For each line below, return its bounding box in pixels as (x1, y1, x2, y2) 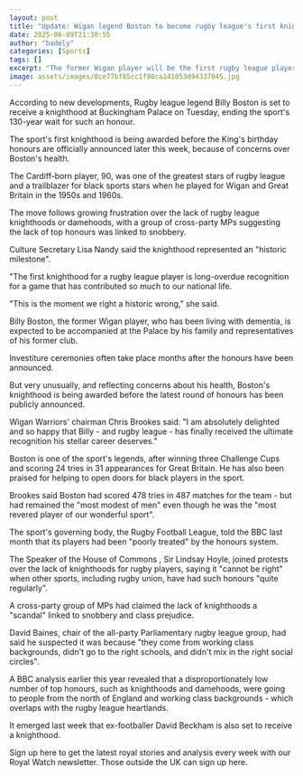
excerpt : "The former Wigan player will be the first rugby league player (9, 64, 297, 73)
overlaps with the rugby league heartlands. (9, 702, 169, 713)
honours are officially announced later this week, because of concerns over (9, 143, 290, 154)
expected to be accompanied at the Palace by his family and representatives (9, 325, 294, 336)
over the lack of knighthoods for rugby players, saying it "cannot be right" (9, 563, 284, 574)
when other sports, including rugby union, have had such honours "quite (9, 573, 279, 583)
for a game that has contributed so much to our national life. (9, 280, 233, 291)
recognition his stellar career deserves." (9, 435, 158, 446)
